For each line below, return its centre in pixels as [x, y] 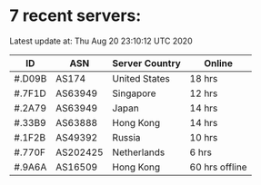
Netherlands [139, 152]
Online [219, 63]
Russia [126, 137]
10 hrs [204, 137]
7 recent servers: [75, 16]
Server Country [147, 63]
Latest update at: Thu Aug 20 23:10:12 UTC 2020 [101, 41]
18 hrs [204, 78]
